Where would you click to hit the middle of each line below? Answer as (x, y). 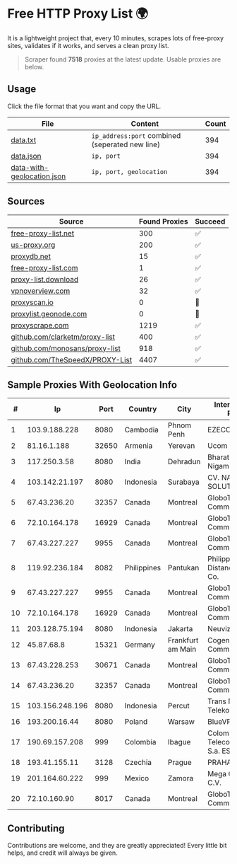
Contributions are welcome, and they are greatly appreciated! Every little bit (117, 846)
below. (34, 67)
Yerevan (182, 446)
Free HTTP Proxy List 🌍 (78, 14)
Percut (179, 706)
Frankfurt (183, 640)
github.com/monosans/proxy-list (66, 348)
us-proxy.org (33, 245)
